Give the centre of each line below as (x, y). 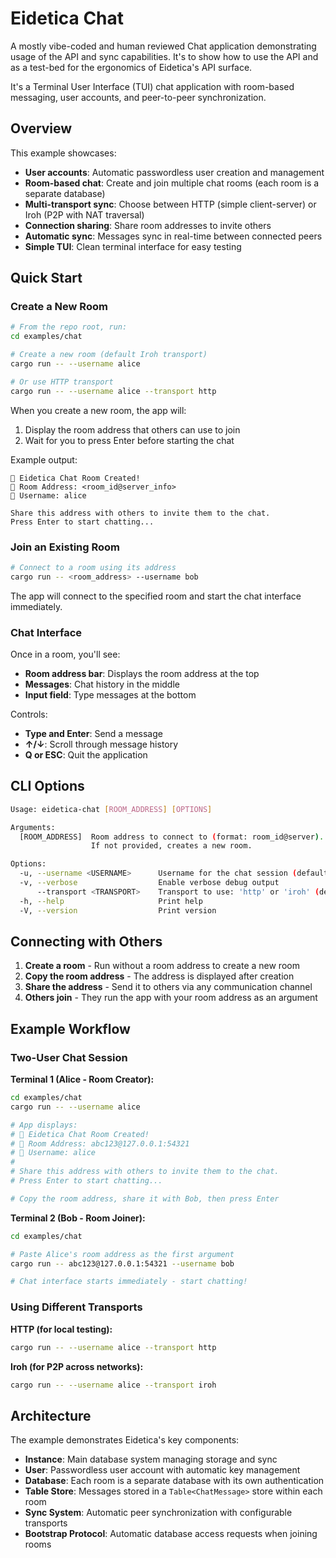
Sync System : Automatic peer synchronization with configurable (158, 1513)
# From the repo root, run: (69, 327)
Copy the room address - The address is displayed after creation (159, 976)
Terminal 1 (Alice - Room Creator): (82, 1079)
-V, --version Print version (118, 910)
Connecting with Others (86, 941)
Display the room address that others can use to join (132, 429)
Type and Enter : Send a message (93, 734)
